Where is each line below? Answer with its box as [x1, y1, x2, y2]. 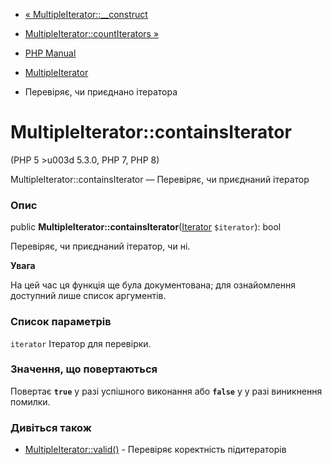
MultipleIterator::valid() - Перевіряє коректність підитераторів [24, 444, 287, 456]
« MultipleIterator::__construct [24, 9, 148, 20]
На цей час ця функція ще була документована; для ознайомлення [10, 279, 296, 291]
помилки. [10, 395, 51, 408]
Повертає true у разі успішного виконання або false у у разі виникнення [10, 385, 323, 397]
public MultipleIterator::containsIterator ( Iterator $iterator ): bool [10, 221, 282, 233]
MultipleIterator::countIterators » [24, 28, 160, 39]
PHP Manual [24, 47, 77, 59]
